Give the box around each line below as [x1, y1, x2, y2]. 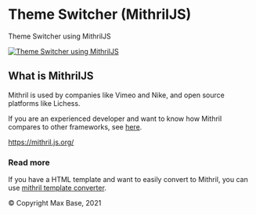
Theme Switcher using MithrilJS [8, 31, 111, 41]
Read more [8, 157, 51, 168]
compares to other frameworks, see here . [8, 122, 142, 131]
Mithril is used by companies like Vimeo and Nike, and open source [8, 90, 225, 100]
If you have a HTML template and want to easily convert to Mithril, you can [8, 175, 248, 184]
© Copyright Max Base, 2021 [8, 199, 102, 208]
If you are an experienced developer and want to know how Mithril [8, 114, 222, 123]
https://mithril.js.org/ [8, 137, 74, 147]
